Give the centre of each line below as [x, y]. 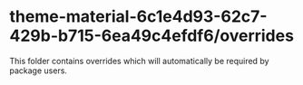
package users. [39, 71]
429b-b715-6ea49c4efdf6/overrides [152, 36]
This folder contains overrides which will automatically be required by [139, 61]
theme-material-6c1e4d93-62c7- [138, 17]
